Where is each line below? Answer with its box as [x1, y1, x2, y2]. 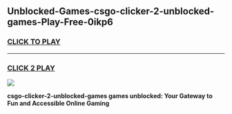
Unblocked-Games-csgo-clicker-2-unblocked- [7, 6, 215, 17]
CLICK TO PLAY [7, 37, 61, 47]
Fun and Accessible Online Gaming [7, 99, 110, 107]
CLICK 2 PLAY [7, 63, 55, 73]
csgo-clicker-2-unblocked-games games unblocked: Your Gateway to [7, 91, 213, 99]
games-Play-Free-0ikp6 [7, 17, 114, 28]
